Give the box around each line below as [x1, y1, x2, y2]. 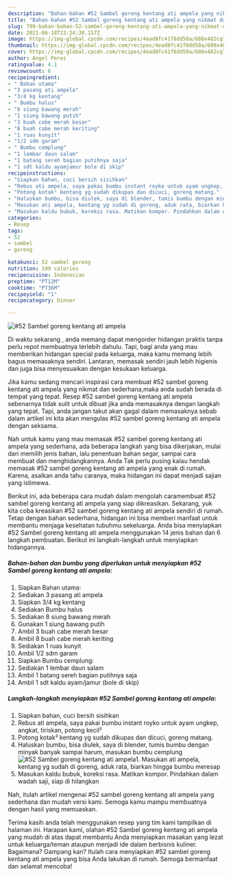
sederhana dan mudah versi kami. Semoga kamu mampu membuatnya [8, 798, 207, 806]
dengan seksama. [8, 422, 58, 430]
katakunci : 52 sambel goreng [8, 259, 91, 266]
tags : [8, 227, 23, 234]
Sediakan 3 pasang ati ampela [17, 591, 104, 599]
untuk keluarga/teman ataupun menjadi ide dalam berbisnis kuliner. [8, 840, 197, 849]
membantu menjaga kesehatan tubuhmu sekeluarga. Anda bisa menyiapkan [8, 521, 222, 530]
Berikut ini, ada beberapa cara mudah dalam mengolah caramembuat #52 [8, 492, 217, 500]
